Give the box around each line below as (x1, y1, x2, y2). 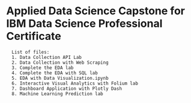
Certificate (6, 30, 61, 43)
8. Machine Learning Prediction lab (11, 90, 103, 96)
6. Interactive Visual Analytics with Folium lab (11, 80, 138, 86)
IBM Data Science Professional (6, 17, 163, 30)
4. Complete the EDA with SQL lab (11, 70, 98, 76)
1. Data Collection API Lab (11, 54, 82, 60)
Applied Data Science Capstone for (6, 4, 185, 18)
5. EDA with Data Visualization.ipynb (11, 75, 109, 81)
